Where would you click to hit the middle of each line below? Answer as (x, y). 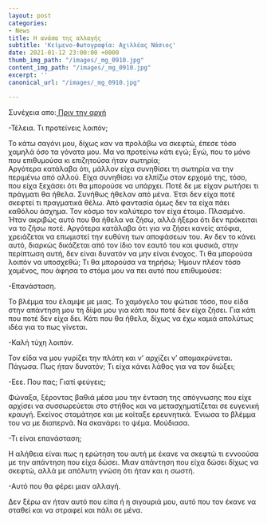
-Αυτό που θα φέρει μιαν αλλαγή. (65, 486)
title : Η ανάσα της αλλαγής (55, 38)
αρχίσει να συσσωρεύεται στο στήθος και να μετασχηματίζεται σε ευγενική (134, 406)
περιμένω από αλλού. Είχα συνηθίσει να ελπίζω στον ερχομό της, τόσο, (128, 177)
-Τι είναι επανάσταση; (45, 438)
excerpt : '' (28, 75)
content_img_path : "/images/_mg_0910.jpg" (80, 68)
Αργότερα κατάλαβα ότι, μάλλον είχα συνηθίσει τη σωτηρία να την (121, 168)
